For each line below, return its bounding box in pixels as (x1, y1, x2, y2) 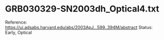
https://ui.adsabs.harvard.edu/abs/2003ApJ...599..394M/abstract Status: (5, 24, 153, 30)
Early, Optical (5, 29, 32, 35)
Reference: (5, 19, 27, 25)
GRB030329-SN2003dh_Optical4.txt (5, 3, 160, 14)
